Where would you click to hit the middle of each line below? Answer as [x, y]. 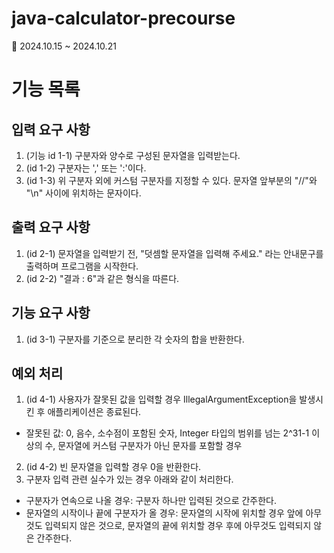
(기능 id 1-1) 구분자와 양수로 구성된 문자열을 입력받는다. [133, 155]
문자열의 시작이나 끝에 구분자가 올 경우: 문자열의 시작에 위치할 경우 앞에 [164, 513]
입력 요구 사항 [51, 129]
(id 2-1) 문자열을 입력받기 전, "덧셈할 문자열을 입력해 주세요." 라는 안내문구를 [174, 253]
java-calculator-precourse [123, 18]
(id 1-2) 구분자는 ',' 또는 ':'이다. [86, 168]
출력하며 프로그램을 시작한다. [82, 266]
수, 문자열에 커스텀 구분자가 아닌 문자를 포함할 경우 [143, 446]
